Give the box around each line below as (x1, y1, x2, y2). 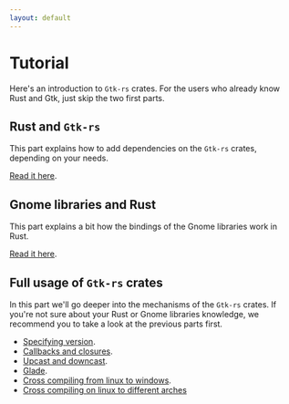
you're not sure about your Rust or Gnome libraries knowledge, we (9, 309, 260, 319)
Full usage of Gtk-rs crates (9, 275, 164, 290)
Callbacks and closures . (22, 346, 113, 357)
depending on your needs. (9, 152, 109, 164)
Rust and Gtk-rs (9, 119, 101, 134)
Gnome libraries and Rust (9, 197, 157, 212)
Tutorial (9, 52, 70, 73)
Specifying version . (22, 337, 96, 347)
